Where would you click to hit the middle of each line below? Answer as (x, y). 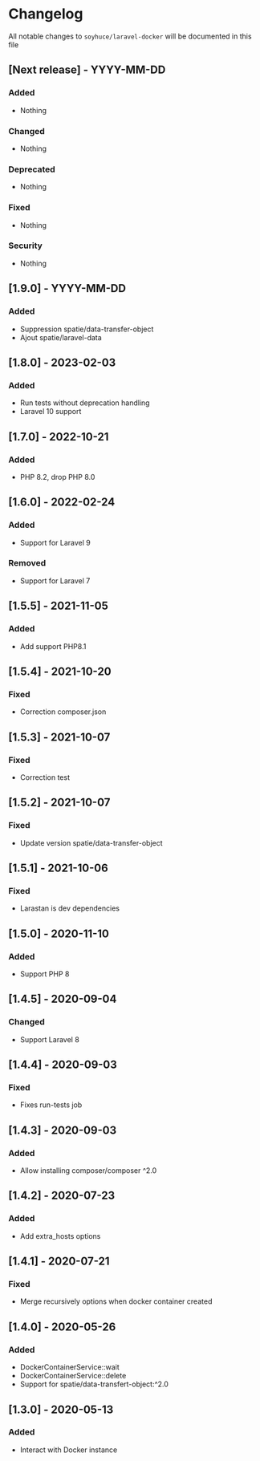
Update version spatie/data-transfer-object (91, 842)
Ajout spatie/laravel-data (61, 337)
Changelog (46, 14)
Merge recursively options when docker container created (116, 1301)
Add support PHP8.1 (53, 646)
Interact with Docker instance (69, 1450)
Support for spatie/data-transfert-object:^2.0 (94, 1384)
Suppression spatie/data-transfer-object (87, 329)
